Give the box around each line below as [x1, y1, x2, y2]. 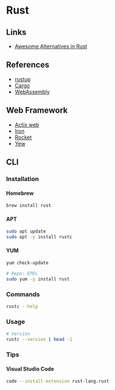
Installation [6, 175, 40, 183]
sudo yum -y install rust [6, 276, 70, 282]
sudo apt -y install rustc [6, 234, 73, 240]
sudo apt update [6, 228, 46, 234]
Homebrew [6, 189, 34, 196]
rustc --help [6, 304, 38, 310]
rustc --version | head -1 [6, 337, 73, 343]
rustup [14, 75, 31, 83]
